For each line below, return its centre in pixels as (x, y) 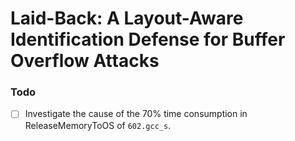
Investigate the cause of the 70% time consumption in (136, 114)
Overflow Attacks (85, 61)
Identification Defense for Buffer (148, 39)
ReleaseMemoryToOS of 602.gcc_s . (98, 125)
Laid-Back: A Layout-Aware (127, 18)
